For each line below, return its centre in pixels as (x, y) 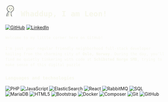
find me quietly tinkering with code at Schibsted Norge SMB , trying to (84, 59)
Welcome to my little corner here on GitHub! (54, 38)
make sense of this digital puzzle (43, 65)
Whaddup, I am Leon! (64, 14)
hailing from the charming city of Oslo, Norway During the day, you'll (85, 54)
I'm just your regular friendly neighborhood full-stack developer (78, 48)
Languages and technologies (40, 78)
